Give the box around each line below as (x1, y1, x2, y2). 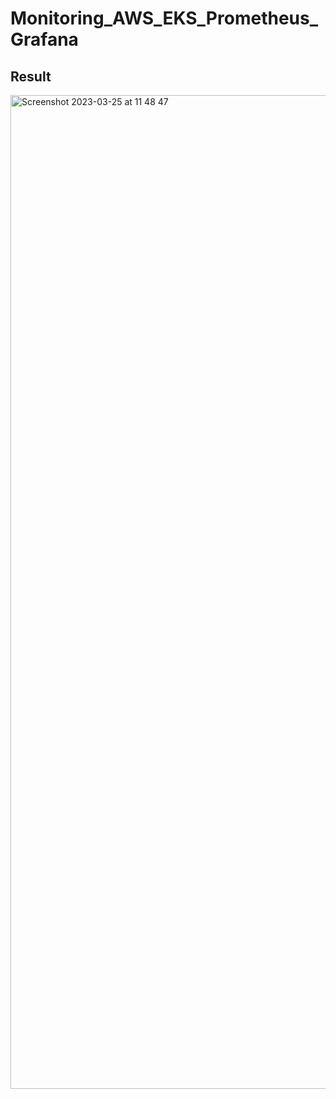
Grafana (10, 28, 79, 51)
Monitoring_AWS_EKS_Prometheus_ (10, 7, 319, 30)
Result (10, 68, 52, 85)
